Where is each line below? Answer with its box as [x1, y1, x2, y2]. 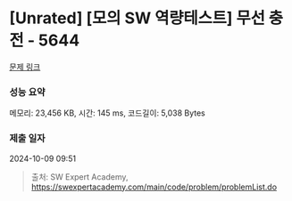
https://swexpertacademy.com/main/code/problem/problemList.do [30, 181, 278, 192]
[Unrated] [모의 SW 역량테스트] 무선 [9, 8, 265, 28]
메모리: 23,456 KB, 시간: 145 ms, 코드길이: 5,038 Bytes [9, 108, 205, 118]
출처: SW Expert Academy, [30, 171, 129, 182]
